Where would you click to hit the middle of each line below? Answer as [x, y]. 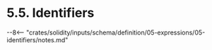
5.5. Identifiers [51, 13]
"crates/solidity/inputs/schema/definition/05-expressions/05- [116, 32]
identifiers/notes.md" [37, 39]
